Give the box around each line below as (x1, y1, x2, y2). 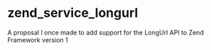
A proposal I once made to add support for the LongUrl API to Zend (7, 28, 204, 37)
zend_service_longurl (7, 5, 139, 21)
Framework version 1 (7, 35, 68, 44)
